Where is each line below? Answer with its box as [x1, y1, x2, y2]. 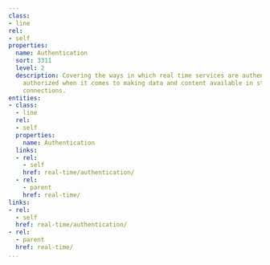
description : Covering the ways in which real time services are [15, 71, 239, 79]
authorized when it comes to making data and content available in [22, 79, 253, 87]
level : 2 [15, 64, 45, 72]
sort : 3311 [15, 57, 52, 65]
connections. [22, 86, 67, 95]
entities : [8, 94, 42, 102]
